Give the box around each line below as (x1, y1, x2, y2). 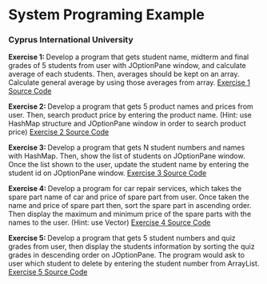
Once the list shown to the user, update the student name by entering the (8, 160, 249, 170)
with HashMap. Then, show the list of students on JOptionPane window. (8, 151, 245, 161)
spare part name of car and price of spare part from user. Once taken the (8, 192, 249, 202)
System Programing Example (8, 6, 205, 24)
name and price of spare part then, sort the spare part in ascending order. (8, 201, 252, 210)
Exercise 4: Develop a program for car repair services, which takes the (8, 184, 242, 194)
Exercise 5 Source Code (8, 267, 88, 277)
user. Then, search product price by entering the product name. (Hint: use (8, 110, 252, 120)
